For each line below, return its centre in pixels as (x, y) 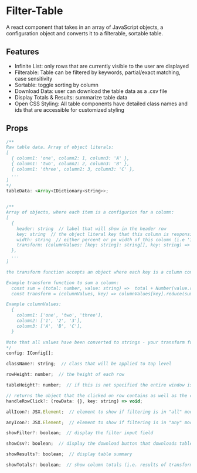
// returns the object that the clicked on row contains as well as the (97, 395)
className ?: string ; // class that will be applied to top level (89, 364)
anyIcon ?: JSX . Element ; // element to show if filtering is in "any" (94, 422)
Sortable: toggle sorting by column (56, 85)
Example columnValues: (34, 304)
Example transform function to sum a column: (62, 283)
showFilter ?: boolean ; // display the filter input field (80, 433)
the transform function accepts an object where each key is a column (94, 272)
